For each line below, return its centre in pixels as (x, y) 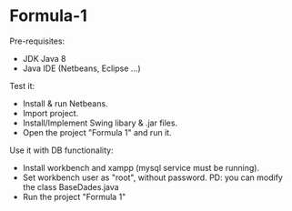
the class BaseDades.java (71, 186)
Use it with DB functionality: (61, 150)
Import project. (50, 113)
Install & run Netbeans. (65, 103)
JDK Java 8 (44, 58)
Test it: (22, 85)
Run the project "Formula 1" (74, 196)
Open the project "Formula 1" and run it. (97, 132)
